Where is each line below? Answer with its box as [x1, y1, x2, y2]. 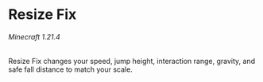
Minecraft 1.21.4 [8, 32, 61, 41]
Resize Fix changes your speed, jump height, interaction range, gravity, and [8, 57, 256, 66]
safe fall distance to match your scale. [8, 65, 133, 74]
